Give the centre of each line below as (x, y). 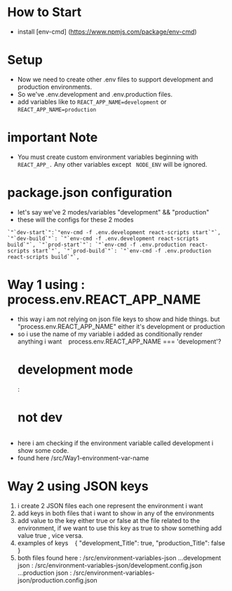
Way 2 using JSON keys (78, 486)
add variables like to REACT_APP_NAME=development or (92, 102)
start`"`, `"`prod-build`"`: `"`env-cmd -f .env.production (122, 251)
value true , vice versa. (50, 535)
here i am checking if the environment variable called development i (115, 443)
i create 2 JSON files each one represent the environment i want (110, 505)
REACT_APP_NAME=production (57, 109)
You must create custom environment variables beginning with (108, 157)
